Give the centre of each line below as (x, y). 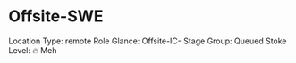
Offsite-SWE (56, 16)
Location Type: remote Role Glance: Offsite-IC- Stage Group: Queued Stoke (148, 41)
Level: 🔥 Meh (33, 50)
